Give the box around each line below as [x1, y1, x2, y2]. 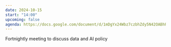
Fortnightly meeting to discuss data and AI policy [5, 36, 108, 42]
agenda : [5, 21, 22, 27]
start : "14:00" [5, 12, 38, 17]
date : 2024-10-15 [5, 7, 42, 13]
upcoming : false [5, 17, 40, 22]
